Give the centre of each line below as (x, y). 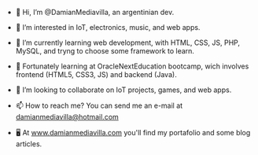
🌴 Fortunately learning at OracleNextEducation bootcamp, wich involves (132, 66)
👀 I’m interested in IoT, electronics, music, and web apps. (108, 27)
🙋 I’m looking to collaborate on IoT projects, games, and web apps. (123, 90)
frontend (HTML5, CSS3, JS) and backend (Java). (96, 74)
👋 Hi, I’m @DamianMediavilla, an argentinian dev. (95, 12)
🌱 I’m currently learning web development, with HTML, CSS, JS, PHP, (128, 42)
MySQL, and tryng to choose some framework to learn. (105, 51)
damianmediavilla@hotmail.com (67, 117)
